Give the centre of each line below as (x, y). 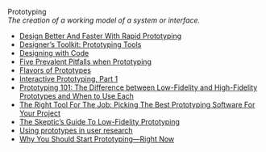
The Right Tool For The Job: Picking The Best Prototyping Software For (137, 105)
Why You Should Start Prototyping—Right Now (97, 139)
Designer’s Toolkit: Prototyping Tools (80, 44)
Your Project (40, 113)
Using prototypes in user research (76, 130)
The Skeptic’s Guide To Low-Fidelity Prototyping (100, 122)
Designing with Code (54, 53)
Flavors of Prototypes (55, 70)
